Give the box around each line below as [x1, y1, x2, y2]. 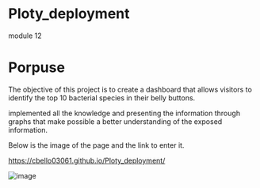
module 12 [8, 31, 42, 40]
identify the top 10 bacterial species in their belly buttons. [8, 92, 196, 103]
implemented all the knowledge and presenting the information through [8, 108, 240, 118]
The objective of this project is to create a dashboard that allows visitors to [8, 85, 252, 94]
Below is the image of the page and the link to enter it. [8, 140, 185, 150]
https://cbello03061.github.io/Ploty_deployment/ [8, 156, 166, 165]
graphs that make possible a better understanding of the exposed [8, 116, 223, 126]
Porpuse [8, 58, 66, 77]
